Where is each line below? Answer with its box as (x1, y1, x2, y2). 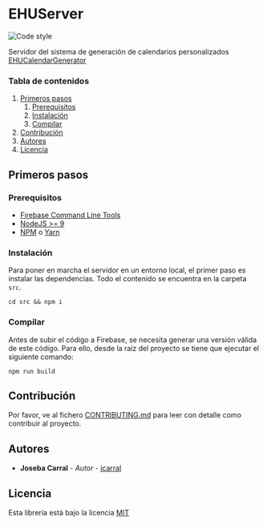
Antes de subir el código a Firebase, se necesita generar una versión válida (8, 334, 257, 345)
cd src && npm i (8, 298, 63, 306)
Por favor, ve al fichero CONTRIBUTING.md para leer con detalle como (8, 410, 242, 420)
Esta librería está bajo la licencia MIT (8, 507, 130, 517)
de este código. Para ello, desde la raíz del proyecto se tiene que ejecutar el (8, 343, 259, 353)
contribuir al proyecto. (8, 418, 82, 429)
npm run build (8, 367, 56, 375)
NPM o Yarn (19, 227, 60, 236)
